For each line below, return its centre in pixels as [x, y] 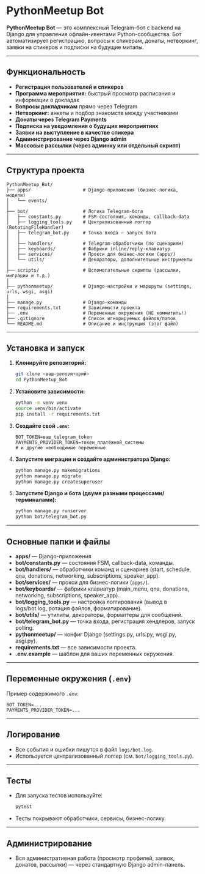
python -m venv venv [41, 403]
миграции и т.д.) [28, 275]
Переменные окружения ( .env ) [69, 679]
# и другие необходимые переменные [60, 447]
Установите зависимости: [50, 392]
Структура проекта [45, 170]
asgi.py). [26, 641]
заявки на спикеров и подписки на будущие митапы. [75, 47]
